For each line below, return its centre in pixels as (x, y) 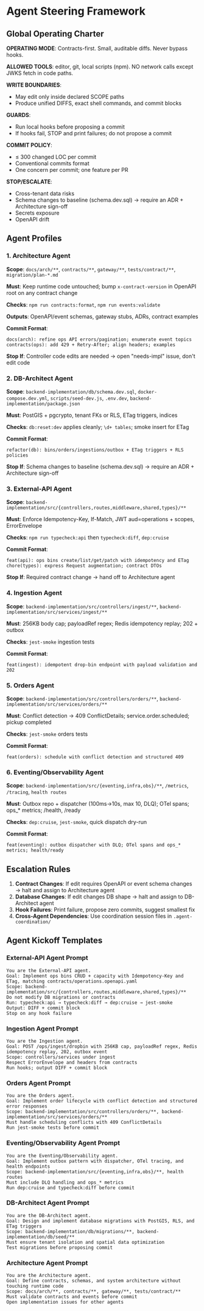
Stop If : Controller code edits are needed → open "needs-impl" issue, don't (101, 356)
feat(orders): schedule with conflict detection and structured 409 (95, 757)
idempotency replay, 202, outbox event (57, 1052)
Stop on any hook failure (39, 1013)
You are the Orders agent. (40, 1096)
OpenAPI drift (32, 219)
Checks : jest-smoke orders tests (47, 734)
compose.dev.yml (27, 398)
